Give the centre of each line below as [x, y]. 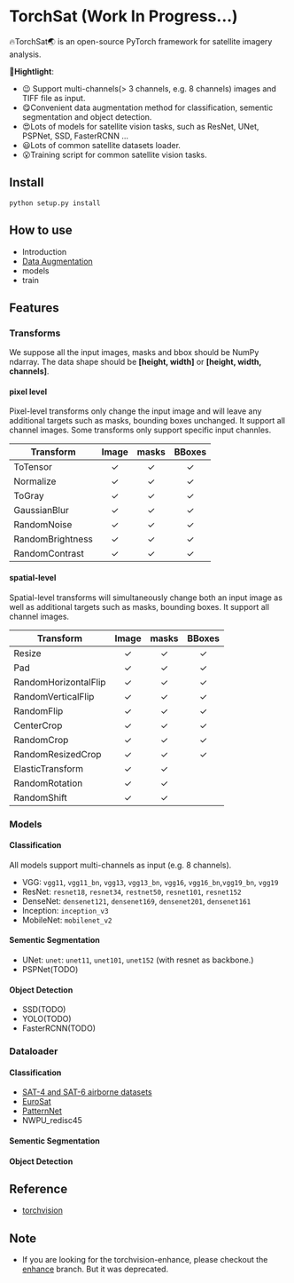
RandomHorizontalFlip [60, 682]
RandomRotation [48, 783]
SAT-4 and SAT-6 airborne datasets [87, 1092]
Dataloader [34, 1051]
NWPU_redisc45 [52, 1121]
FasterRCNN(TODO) [58, 1028]
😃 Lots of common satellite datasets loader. [101, 145]
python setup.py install [55, 203]
